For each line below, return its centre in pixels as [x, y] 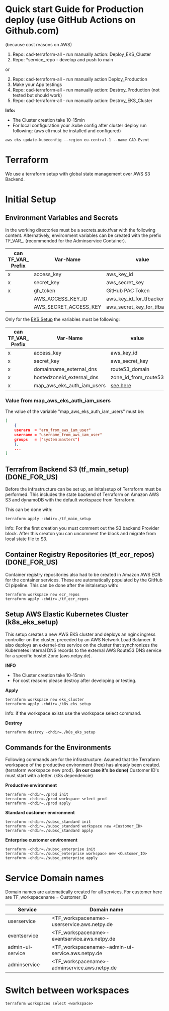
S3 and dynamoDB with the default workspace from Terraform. [70, 499]
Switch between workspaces [67, 990]
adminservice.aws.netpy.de [84, 968]
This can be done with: [29, 510]
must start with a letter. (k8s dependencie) [49, 776]
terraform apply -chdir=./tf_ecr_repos [47, 599]
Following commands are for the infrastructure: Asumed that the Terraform [82, 760]
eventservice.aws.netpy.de [83, 939]
